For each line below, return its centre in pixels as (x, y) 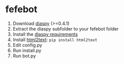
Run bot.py (24, 56)
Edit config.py (27, 45)
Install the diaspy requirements (45, 34)
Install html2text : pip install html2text (55, 40)
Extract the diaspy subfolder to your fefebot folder (66, 28)
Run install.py (27, 50)
